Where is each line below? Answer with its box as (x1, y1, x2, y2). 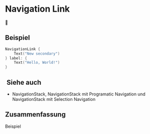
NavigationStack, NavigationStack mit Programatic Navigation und (12, 91, 146, 97)
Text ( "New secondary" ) (14, 51, 60, 56)
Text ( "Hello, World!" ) (14, 60, 60, 65)
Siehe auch (6, 78, 42, 86)
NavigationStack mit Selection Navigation (12, 96, 96, 102)
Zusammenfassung (5, 111, 66, 119)
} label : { (5, 56, 27, 60)
